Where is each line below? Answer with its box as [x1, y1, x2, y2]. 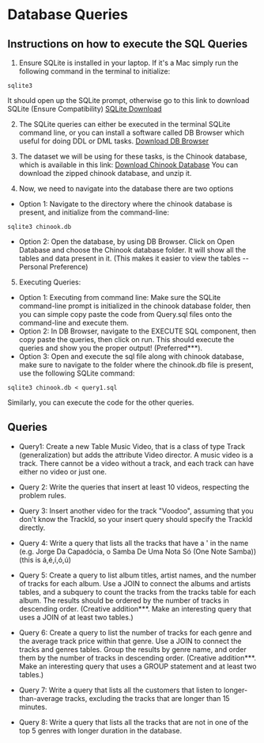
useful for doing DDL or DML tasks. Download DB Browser [18, 136, 209, 146]
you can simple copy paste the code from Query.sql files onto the [18, 310, 232, 318]
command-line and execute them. [18, 318, 130, 327]
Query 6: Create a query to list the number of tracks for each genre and [18, 627, 252, 637]
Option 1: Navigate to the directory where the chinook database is [18, 200, 232, 208]
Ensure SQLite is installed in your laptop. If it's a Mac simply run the [18, 58, 239, 67]
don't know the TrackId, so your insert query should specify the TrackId [18, 514, 253, 524]
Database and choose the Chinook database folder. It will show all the [18, 246, 247, 254]
